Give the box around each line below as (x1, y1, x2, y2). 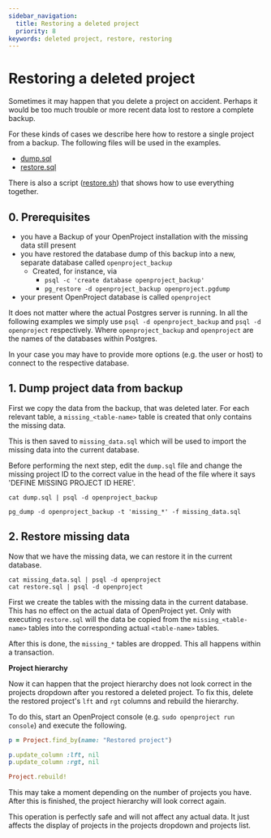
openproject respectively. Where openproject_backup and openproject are (8, 326, 254, 335)
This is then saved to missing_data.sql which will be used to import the (8, 436, 247, 446)
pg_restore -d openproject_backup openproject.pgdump (44, 285, 230, 293)
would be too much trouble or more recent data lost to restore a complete (8, 105, 254, 114)
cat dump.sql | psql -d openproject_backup (8, 493, 158, 502)
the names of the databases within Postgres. (8, 334, 158, 343)
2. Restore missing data (8, 529, 131, 544)
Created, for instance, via (32, 266, 118, 276)
